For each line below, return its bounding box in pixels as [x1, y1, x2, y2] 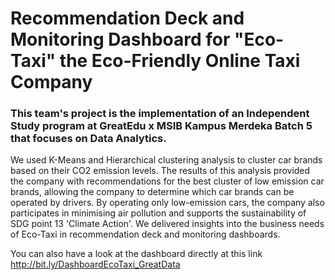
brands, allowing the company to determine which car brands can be [10, 186, 295, 198]
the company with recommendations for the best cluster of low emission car [10, 175, 325, 187]
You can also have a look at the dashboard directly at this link [10, 248, 263, 260]
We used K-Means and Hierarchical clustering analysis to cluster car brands [10, 154, 323, 166]
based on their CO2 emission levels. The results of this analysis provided [10, 165, 311, 177]
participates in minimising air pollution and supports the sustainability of [10, 207, 307, 219]
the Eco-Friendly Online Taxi [59, 50, 301, 72]
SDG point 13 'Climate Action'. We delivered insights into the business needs [10, 218, 325, 230]
